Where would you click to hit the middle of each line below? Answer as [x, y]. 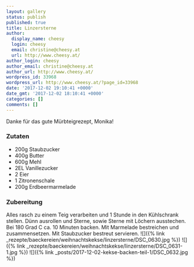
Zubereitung [24, 202]
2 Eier [22, 174]
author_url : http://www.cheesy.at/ [50, 72]
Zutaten [18, 136]
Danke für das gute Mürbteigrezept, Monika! [60, 121]
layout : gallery [26, 11]
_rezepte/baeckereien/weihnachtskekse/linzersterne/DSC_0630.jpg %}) [93, 240]
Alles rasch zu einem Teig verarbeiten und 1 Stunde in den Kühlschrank [92, 215]
